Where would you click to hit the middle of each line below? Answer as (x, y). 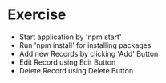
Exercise (37, 15)
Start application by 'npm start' (70, 37)
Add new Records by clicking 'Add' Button (89, 53)
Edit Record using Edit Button (67, 62)
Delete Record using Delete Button (76, 70)
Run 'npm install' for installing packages (85, 45)
